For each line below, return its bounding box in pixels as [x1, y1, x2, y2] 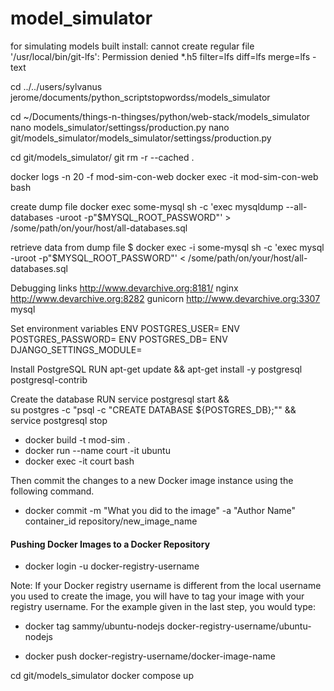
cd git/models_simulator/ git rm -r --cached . [10, 151, 195, 163]
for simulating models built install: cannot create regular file [10, 40, 255, 52]
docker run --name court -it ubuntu [24, 444, 171, 456]
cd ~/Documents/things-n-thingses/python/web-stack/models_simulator [10, 110, 311, 122]
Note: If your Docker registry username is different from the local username [10, 580, 322, 592]
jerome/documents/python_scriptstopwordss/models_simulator [10, 91, 271, 103]
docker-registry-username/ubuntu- [166, 620, 312, 632]
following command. [10, 485, 95, 497]
